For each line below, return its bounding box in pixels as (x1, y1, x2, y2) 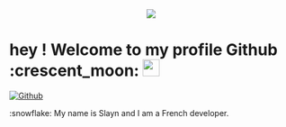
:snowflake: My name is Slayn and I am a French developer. (9, 107, 229, 118)
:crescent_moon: (9, 60, 139, 81)
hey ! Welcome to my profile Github (9, 40, 278, 60)
